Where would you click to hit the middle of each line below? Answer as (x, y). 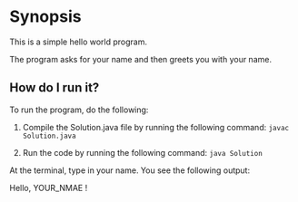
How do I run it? (55, 88)
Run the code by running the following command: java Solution (143, 152)
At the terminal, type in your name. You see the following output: (130, 170)
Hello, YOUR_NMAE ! (49, 188)
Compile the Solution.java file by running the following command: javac (155, 127)
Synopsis (45, 17)
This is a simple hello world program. (79, 42)
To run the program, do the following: (79, 110)
